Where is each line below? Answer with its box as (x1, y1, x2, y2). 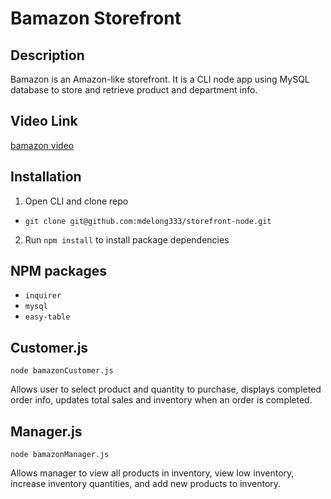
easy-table (24, 312, 71, 322)
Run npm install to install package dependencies (24, 233, 230, 246)
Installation (10, 168, 82, 186)
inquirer (24, 291, 62, 301)
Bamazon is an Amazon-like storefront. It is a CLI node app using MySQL (10, 73, 310, 85)
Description (10, 47, 85, 64)
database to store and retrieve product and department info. (10, 84, 258, 96)
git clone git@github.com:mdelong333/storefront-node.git (24, 216, 272, 226)
